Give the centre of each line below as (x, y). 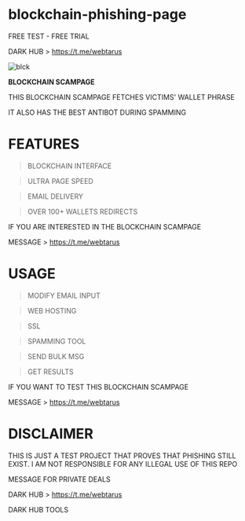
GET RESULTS (51, 372)
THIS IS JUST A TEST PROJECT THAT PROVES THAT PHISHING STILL (122, 455)
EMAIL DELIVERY (55, 196)
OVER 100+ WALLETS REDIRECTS (82, 211)
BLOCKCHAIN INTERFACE (69, 166)
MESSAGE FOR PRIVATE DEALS (60, 479)
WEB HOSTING (52, 310)
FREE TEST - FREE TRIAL (49, 36)
